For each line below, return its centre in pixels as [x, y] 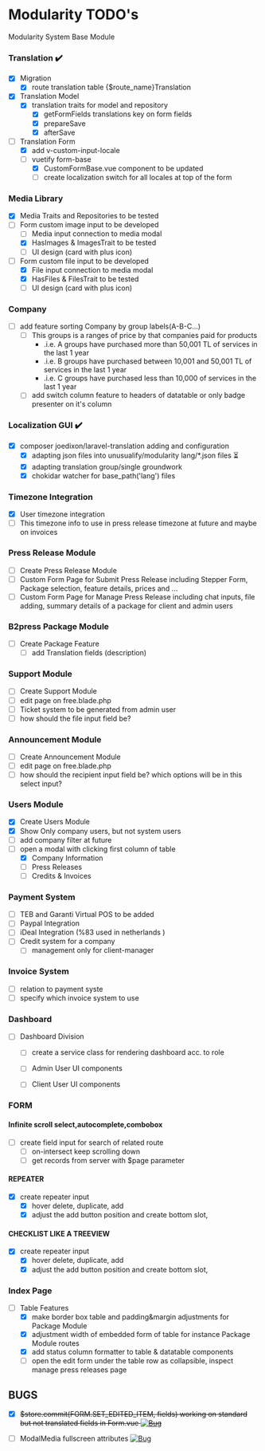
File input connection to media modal [92, 269]
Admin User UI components [77, 1068]
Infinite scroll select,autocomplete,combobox [86, 1125]
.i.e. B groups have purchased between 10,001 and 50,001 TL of [148, 361]
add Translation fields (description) [89, 653]
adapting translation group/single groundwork [107, 466]
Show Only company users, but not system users [100, 831]
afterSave [59, 132]
